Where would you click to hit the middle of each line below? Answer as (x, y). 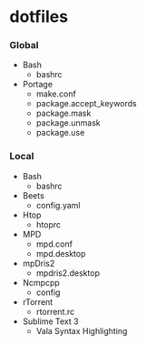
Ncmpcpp (41, 282)
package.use (60, 133)
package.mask (63, 113)
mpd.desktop (61, 253)
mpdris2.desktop (68, 273)
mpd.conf (54, 244)
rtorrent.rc (55, 311)
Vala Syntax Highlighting (82, 330)
